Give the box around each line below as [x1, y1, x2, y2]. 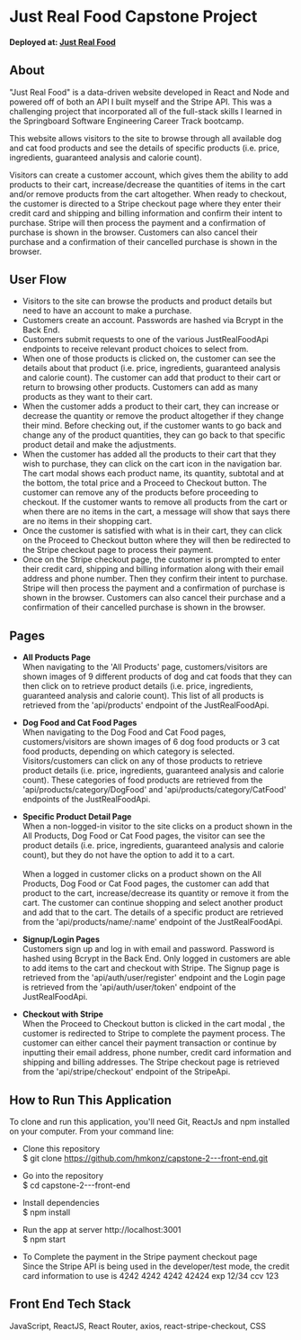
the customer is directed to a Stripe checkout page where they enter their [9, 198, 281, 209]
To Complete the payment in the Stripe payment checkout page [22, 1252, 258, 1263]
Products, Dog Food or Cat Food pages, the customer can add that [22, 878, 270, 889]
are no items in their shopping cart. [22, 516, 153, 527]
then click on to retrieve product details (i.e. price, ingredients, [22, 681, 253, 692]
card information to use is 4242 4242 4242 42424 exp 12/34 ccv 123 [22, 1271, 279, 1281]
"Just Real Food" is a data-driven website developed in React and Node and [9, 86, 290, 97]
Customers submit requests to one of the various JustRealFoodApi [22, 334, 270, 345]
